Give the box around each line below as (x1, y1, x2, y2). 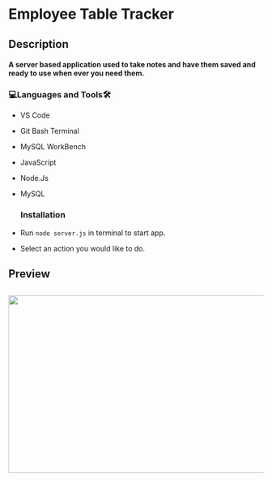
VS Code (19, 110, 50, 120)
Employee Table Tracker (8, 5, 174, 24)
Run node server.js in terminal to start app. (19, 228, 166, 238)
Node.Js (19, 174, 49, 183)
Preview (8, 267, 51, 281)
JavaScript (19, 157, 57, 167)
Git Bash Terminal (19, 127, 79, 136)
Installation (19, 209, 66, 221)
